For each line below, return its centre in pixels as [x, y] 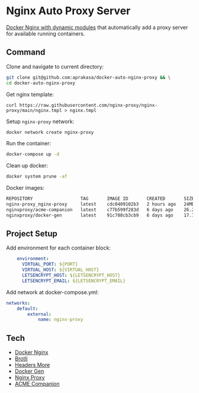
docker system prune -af [37, 177]
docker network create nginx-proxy [50, 132]
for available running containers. [46, 33]
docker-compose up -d [33, 154]
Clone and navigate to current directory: [55, 66]
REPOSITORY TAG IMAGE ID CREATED [86, 199]
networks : [18, 303]
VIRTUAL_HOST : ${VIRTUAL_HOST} [60, 270]
